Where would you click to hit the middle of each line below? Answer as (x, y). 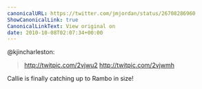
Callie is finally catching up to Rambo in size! (70, 79)
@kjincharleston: (31, 52)
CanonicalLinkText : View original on (61, 26)
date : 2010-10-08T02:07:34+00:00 (55, 33)
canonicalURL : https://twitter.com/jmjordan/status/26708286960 (101, 13)
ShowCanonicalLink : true (43, 20)
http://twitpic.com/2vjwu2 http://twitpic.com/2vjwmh (99, 65)
